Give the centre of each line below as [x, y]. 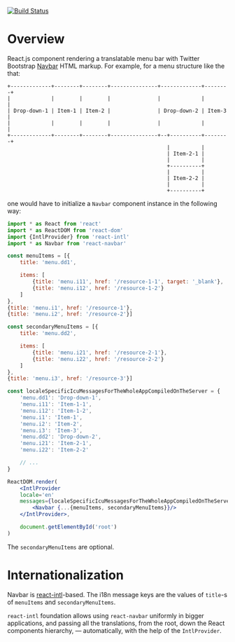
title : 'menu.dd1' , [48, 263]
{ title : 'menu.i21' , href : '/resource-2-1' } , [100, 353]
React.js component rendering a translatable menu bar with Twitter [104, 58]
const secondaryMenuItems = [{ [53, 327]
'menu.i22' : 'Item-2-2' [55, 450]
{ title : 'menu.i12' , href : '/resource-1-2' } [98, 288]
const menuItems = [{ [39, 256]
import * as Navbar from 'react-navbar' [67, 243]
